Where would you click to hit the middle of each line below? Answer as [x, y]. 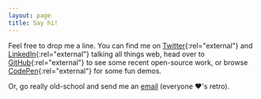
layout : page [30, 15]
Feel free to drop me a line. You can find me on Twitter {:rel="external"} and [130, 45]
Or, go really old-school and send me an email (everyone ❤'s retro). [119, 86]
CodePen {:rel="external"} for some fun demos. [85, 70]
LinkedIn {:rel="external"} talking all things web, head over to [107, 54]
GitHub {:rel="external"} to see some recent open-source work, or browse [128, 62]
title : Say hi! [33, 23]
